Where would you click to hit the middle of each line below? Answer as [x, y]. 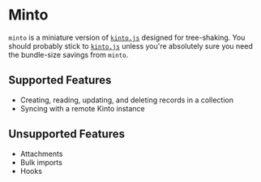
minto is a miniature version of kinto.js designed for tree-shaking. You [127, 37]
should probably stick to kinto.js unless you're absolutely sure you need [130, 45]
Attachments [41, 154]
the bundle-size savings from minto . [68, 54]
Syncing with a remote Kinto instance [83, 108]
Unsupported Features [67, 134]
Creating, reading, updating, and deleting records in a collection [126, 100]
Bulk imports [41, 162]
